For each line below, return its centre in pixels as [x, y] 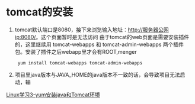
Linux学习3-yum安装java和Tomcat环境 [53, 95]
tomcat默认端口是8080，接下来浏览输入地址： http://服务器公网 [92, 30]
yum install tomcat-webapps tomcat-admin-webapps [80, 63]
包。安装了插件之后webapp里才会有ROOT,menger [76, 51]
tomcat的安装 [39, 12]
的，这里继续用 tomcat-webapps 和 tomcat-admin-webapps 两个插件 [99, 44]
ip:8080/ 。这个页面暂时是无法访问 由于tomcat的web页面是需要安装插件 [102, 37]
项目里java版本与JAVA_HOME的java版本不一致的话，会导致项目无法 [97, 74]
